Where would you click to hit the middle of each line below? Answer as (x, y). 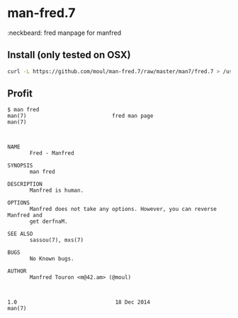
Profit (20, 94)
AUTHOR (17, 271)
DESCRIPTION (25, 185)
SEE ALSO (20, 234)
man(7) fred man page (80, 116)
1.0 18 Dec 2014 (79, 302)
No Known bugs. (52, 259)
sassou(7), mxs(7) (56, 240)
